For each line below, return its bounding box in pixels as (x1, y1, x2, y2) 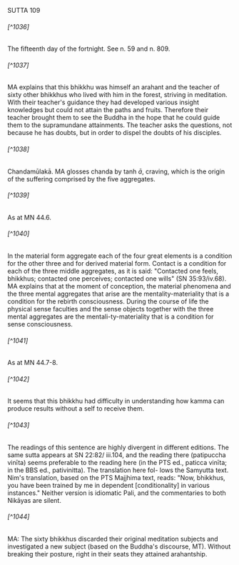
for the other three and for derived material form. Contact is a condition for (7, 259, 227, 268)
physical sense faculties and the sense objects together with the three (7, 305, 214, 314)
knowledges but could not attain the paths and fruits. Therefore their (7, 106, 209, 114)
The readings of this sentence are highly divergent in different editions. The (7, 443, 230, 451)
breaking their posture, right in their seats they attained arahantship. (7, 549, 208, 558)
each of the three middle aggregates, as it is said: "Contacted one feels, (7, 267, 219, 276)
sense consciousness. (7, 320, 73, 329)
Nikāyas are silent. (7, 496, 62, 504)
